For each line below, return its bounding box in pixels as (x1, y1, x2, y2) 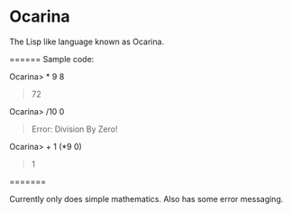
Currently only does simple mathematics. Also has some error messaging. (9, 193, 284, 204)
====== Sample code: (9, 53, 95, 64)
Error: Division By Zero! (31, 124, 118, 134)
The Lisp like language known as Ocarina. (9, 36, 165, 47)
